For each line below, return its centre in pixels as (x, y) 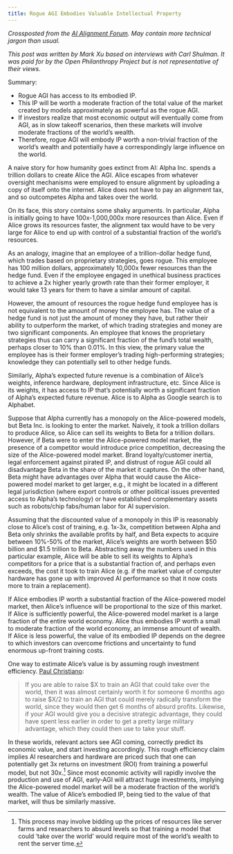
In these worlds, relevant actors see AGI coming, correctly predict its (105, 742)
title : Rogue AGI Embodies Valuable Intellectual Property (95, 13)
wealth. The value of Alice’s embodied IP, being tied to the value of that (109, 795)
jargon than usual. (34, 40)
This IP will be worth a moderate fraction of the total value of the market (120, 103)
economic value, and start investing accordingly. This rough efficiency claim (116, 749)
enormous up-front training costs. (56, 650)
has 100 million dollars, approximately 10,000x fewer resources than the (110, 267)
